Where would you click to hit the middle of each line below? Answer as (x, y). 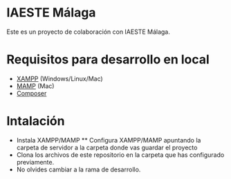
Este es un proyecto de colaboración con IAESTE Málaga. (88, 32)
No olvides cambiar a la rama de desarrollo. (78, 169)
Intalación (36, 121)
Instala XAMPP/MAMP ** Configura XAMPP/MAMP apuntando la (109, 140)
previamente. (35, 162)
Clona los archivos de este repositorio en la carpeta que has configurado (120, 155)
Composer (31, 93)
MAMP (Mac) (35, 86)
